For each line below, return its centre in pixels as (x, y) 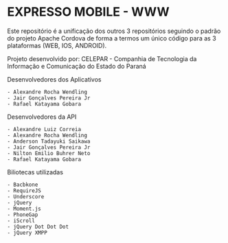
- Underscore (26, 196)
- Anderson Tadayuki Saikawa (49, 141)
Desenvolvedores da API (42, 117)
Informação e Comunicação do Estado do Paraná (77, 66)
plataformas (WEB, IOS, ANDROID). (57, 45)
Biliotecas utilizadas (35, 172)
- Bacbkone (23, 185)
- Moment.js (24, 209)
